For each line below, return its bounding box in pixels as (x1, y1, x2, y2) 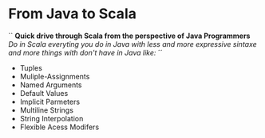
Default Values (19, 88, 69, 98)
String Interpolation (19, 113, 84, 123)
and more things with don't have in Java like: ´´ (8, 48, 163, 57)
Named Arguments (19, 80, 82, 90)
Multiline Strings (19, 105, 74, 115)
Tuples (19, 63, 42, 72)
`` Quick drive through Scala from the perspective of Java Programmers (8, 31, 251, 40)
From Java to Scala (8, 5, 137, 23)
